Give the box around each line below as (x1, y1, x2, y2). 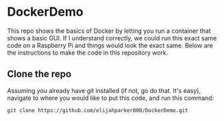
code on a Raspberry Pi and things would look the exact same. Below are (7, 41, 214, 49)
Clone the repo (7, 68, 72, 80)
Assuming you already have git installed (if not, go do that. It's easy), (7, 86, 201, 94)
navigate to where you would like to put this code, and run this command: (7, 94, 214, 102)
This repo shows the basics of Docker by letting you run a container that (7, 27, 211, 35)
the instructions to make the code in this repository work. (7, 49, 169, 57)
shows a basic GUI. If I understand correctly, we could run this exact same (7, 33, 217, 42)
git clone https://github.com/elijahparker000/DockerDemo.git (7, 107, 188, 113)
